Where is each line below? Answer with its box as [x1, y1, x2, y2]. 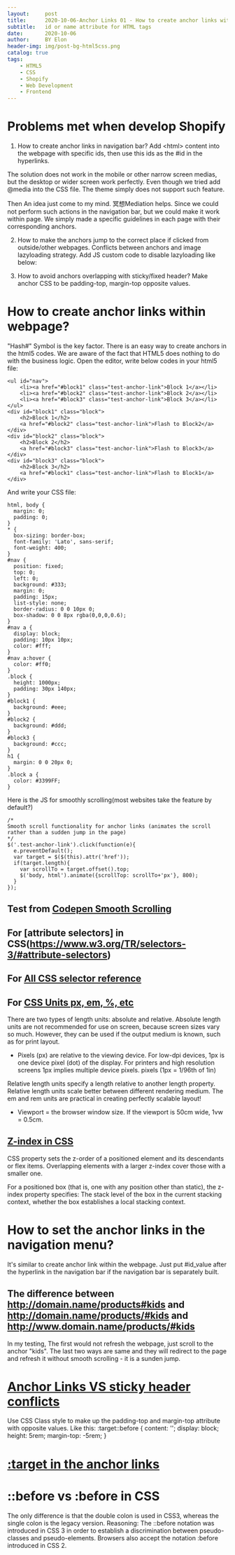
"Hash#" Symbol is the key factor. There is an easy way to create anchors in [7, 342, 227, 350]
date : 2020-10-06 [7, 29, 77, 37]
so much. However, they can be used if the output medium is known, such [7, 1030, 221, 1038]
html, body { [7, 502, 45, 509]
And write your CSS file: [7, 488, 77, 496]
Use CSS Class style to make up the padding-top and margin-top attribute [7, 1416, 220, 1425]
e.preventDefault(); [13, 848, 73, 855]
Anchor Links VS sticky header [7, 1378, 191, 1395]
